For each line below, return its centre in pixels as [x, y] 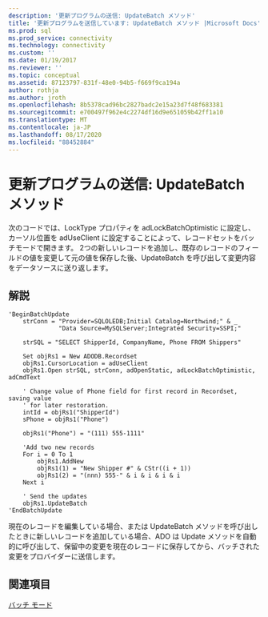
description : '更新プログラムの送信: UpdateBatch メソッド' [102, 16]
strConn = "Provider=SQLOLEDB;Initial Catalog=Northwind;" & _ [130, 322]
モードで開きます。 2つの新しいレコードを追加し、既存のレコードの [126, 248]
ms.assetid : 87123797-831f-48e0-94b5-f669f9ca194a [94, 82]
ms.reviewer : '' [35, 68]
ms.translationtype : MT [48, 120]
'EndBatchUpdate [35, 511]
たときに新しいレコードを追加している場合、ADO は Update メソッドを [125, 536]
